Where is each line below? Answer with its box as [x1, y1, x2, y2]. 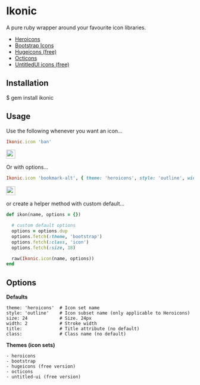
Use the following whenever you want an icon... [6, 127, 123, 134]
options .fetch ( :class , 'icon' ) [11, 239, 89, 245]
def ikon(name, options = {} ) [6, 212, 82, 218]
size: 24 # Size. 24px [6, 315, 92, 322]
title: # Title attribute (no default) [6, 326, 140, 332]
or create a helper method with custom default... [6, 200, 125, 207]
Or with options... [6, 164, 49, 171]
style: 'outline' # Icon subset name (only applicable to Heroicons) [6, 310, 190, 316]
